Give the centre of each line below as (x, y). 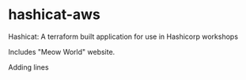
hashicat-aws (55, 15)
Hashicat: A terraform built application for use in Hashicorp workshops (123, 36)
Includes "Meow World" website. (62, 51)
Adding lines (28, 67)
